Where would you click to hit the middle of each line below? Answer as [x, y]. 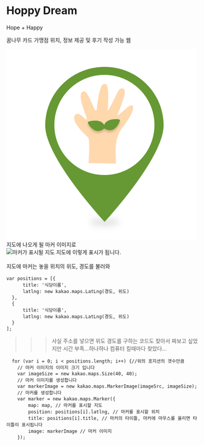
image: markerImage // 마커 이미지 [70, 431]
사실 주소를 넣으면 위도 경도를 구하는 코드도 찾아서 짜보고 [119, 341]
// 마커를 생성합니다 [40, 393]
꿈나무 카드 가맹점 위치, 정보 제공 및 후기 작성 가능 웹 [69, 40]
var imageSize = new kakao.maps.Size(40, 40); [77, 373]
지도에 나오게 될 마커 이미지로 [41, 244]
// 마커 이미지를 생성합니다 [47, 380]
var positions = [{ [31, 278]
